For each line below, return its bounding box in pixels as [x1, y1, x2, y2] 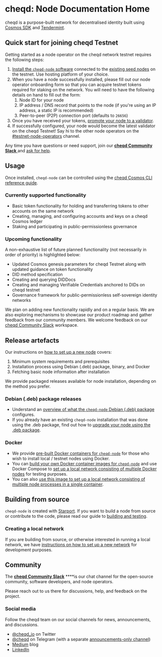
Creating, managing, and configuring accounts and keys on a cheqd [12, 213, 148, 219]
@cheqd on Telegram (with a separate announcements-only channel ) [12, 636, 151, 642]
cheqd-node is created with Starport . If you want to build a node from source [5, 508, 156, 514]
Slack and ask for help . [5, 148, 51, 153]
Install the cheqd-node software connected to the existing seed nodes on [12, 66, 156, 72]
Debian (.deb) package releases [5, 395, 82, 402]
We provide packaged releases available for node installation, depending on [5, 378, 156, 384]
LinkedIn [12, 646, 29, 652]
